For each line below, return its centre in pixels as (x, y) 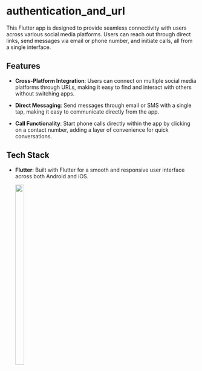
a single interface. (29, 47)
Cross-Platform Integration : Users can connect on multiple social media (106, 80)
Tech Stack (28, 155)
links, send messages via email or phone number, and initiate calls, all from (99, 40)
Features (23, 66)
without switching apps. (45, 93)
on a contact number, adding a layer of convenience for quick (92, 130)
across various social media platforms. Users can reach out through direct (99, 34)
